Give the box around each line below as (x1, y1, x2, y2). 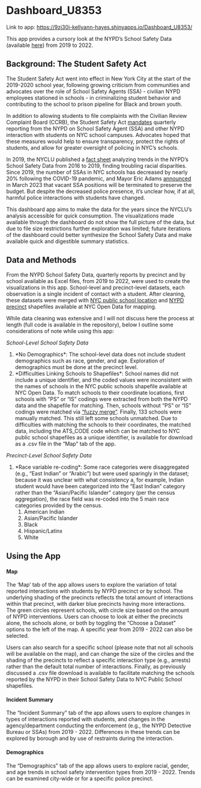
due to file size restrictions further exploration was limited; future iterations (6, 225, 191, 232)
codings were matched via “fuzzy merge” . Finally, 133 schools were (14, 408, 182, 415)
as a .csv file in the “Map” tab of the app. (14, 440, 116, 447)
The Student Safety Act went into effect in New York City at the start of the (6, 75, 191, 82)
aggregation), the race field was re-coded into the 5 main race (14, 495, 169, 502)
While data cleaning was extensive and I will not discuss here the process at (6, 314, 194, 322)
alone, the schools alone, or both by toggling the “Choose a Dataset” (6, 620, 176, 627)
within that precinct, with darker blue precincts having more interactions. (6, 600, 186, 608)
